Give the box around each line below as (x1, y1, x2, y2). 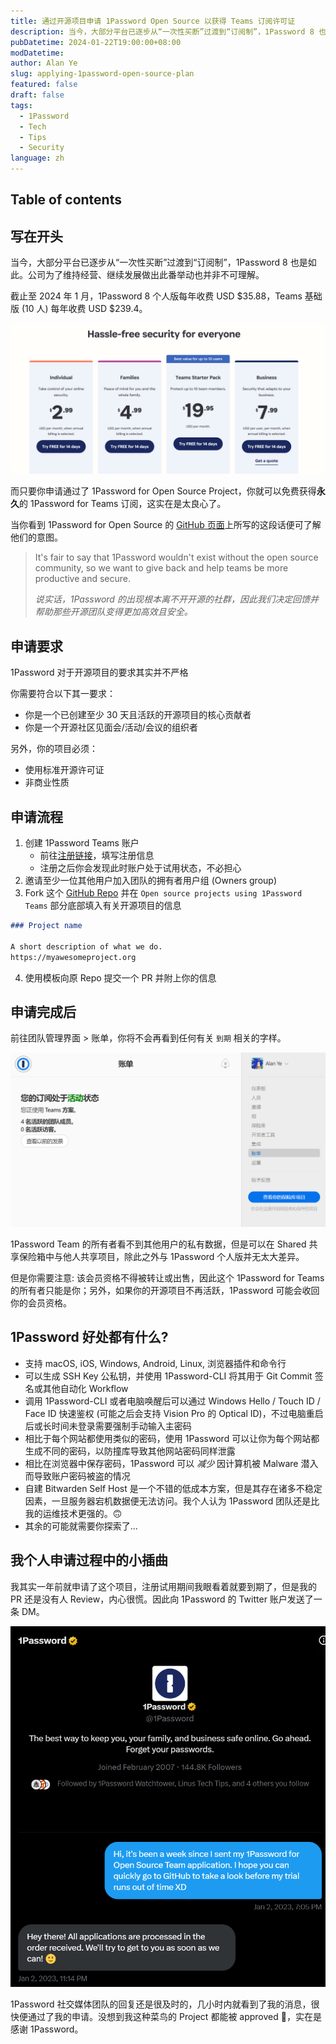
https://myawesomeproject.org (10, 952, 137, 962)
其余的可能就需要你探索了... (24, 1520, 138, 1532)
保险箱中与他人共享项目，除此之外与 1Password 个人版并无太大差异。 (18, 1250, 305, 1262)
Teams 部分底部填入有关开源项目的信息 (24, 900, 182, 911)
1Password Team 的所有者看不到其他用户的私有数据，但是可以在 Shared (10, 1238, 307, 1250)
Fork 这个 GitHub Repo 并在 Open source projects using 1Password (24, 887, 303, 899)
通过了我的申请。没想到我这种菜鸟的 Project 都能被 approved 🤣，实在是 (27, 2011, 322, 2023)
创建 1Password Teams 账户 (24, 837, 140, 849)
